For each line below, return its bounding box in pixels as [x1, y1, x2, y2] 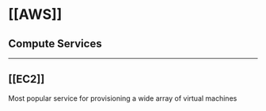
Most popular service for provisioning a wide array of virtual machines [8, 93, 237, 103]
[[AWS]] [8, 6, 63, 24]
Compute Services [8, 37, 102, 50]
